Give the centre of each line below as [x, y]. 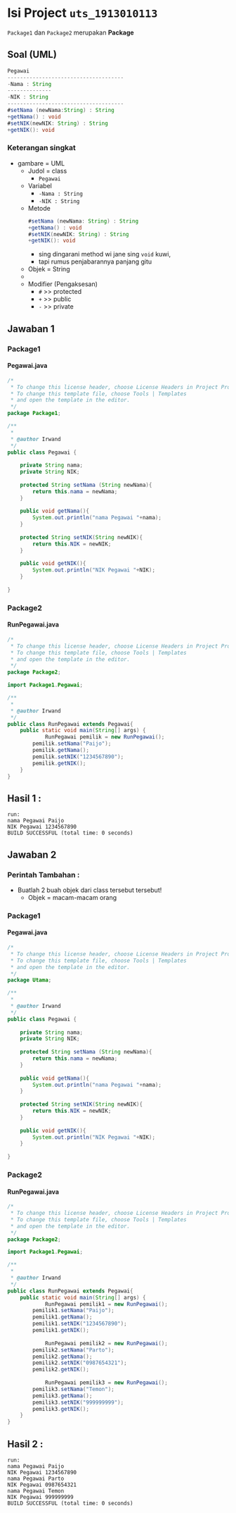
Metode [39, 208]
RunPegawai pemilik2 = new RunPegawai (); [106, 1343]
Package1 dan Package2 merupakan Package [71, 32]
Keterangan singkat [41, 148]
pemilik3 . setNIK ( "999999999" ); [78, 1402]
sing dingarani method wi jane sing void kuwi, [104, 254]
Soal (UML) [32, 55]
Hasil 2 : [25, 1444]
